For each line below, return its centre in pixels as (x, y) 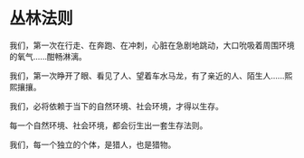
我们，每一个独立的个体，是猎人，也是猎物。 (93, 144)
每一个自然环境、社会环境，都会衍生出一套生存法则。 (109, 125)
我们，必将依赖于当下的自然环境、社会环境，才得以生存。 (116, 106)
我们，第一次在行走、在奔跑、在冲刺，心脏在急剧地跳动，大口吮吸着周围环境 (152, 45)
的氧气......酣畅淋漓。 (48, 56)
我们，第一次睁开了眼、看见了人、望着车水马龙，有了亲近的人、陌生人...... (147, 75)
